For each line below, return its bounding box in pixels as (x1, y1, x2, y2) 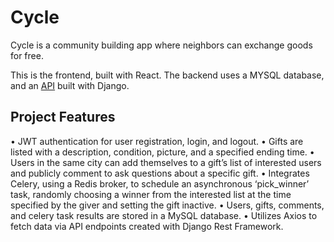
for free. (10, 49, 44, 61)
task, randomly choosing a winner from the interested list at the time (10, 188, 292, 200)
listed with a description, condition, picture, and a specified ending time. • (10, 146, 315, 158)
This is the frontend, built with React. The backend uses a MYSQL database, (10, 69, 325, 81)
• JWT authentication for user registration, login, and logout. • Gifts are (10, 135, 304, 147)
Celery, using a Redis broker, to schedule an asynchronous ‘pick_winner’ (10, 177, 310, 190)
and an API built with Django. (10, 79, 130, 91)
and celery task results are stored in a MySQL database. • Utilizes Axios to (10, 209, 318, 221)
